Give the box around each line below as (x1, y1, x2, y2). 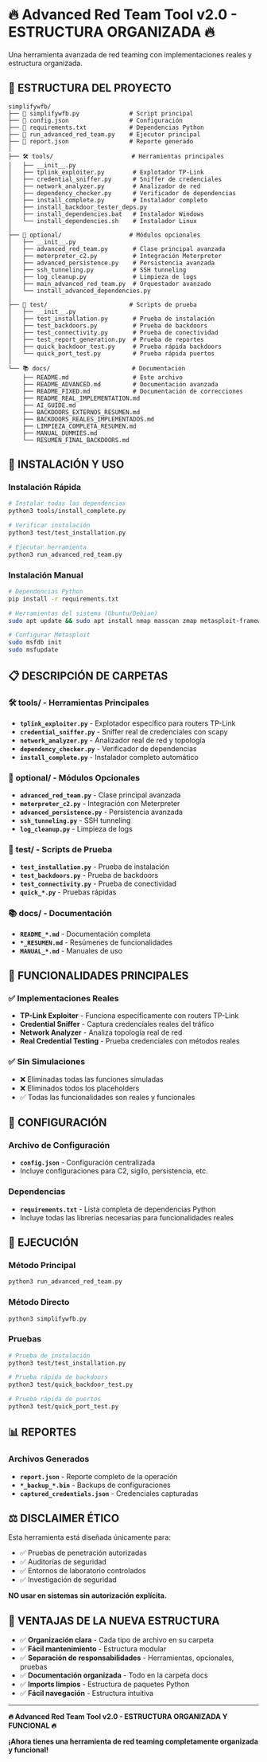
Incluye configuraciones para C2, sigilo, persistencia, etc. (19, 1166, 208, 1176)
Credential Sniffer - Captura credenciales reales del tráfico (19, 1020, 215, 1029)
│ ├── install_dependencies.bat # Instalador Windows (8, 209, 204, 218)
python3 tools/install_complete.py (8, 507, 126, 515)
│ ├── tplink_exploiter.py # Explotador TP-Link (8, 168, 204, 176)
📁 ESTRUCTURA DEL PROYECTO (8, 81, 172, 95)
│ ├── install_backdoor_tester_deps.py (8, 203, 148, 211)
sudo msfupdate (8, 646, 59, 654)
